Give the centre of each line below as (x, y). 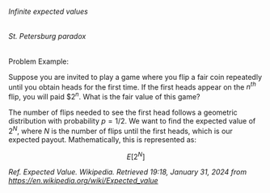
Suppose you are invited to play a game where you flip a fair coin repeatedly (135, 77)
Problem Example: (39, 61)
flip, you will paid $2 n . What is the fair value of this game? (104, 96)
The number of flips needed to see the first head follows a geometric (123, 112)
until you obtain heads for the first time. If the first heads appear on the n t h (132, 86)
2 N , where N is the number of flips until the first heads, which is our (120, 130)
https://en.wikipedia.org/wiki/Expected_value (84, 181)
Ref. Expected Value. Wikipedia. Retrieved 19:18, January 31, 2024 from (128, 172)
